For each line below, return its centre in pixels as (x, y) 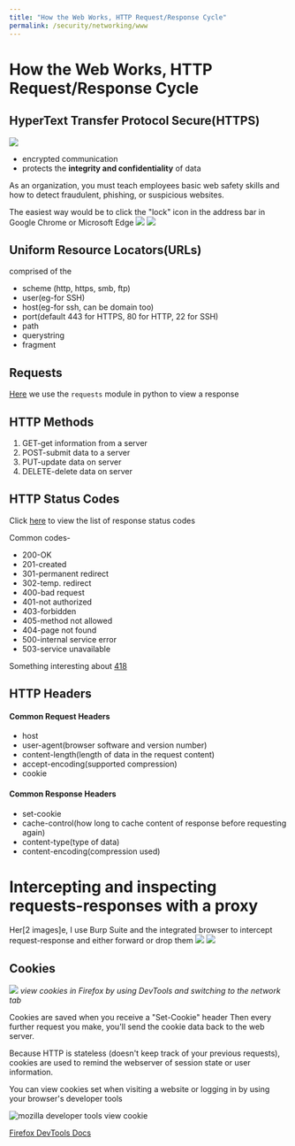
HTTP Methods (52, 422)
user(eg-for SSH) (53, 298)
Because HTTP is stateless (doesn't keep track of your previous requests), (145, 1053)
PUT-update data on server (72, 462)
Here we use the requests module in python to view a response (124, 394)
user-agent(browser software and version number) (114, 745)
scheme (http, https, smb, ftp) (76, 288)
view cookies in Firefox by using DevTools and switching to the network (150, 991)
